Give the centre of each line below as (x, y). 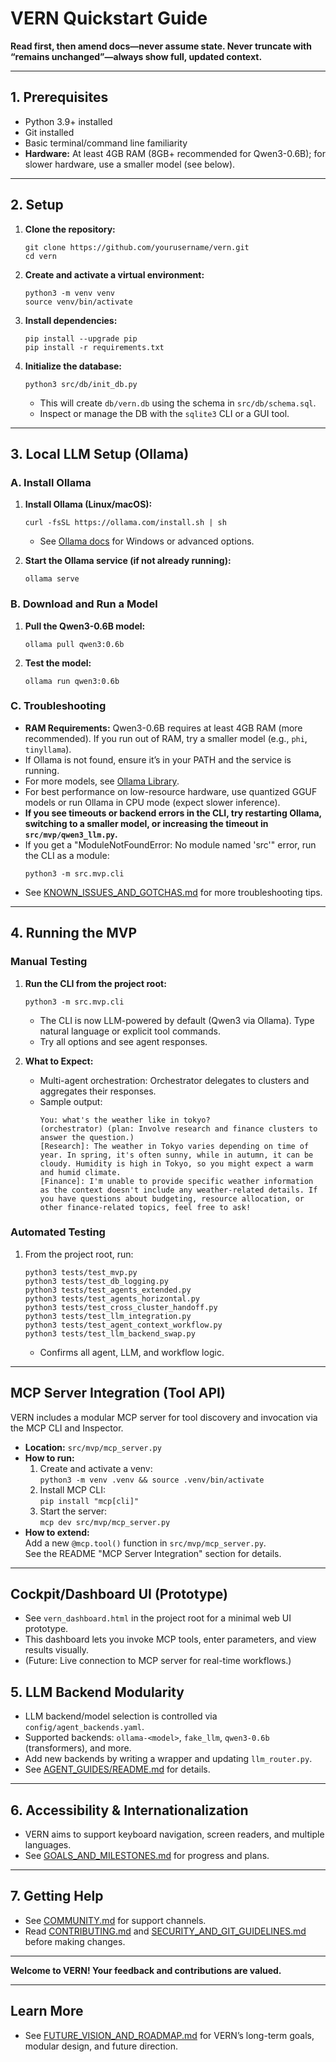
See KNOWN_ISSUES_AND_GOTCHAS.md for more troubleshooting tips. (173, 892)
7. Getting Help (57, 1896)
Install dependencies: (71, 320)
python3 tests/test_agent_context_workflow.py (123, 1325)
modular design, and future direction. (101, 2046)
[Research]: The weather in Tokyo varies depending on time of (174, 1146)
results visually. (56, 1650)
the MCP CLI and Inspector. (67, 1428)
